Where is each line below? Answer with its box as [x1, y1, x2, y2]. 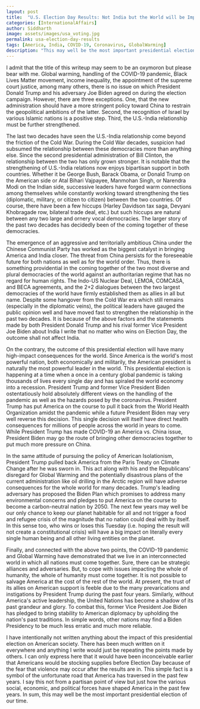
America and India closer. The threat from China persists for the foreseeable [6, 252, 193, 259]
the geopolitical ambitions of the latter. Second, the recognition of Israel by [6, 108, 189, 115]
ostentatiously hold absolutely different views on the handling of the [6, 390, 173, 397]
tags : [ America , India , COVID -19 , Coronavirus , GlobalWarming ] [6, 42, 167, 48]
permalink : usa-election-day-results [6, 36, 100, 42]
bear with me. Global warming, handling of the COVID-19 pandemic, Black [6, 70, 187, 78]
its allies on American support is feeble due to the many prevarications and [6, 584, 190, 591]
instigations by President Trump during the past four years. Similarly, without [6, 590, 194, 597]
